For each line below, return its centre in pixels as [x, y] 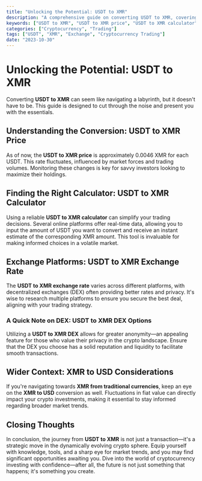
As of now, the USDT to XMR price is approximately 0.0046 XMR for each [98, 155]
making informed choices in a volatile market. [63, 243]
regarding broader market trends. [47, 406]
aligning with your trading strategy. [49, 305]
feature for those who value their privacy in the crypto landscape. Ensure [97, 340]
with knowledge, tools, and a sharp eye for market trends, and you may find [100, 452]
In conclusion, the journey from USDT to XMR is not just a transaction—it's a [101, 439]
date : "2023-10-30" [31, 40]
